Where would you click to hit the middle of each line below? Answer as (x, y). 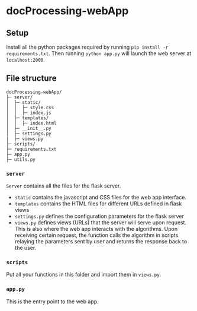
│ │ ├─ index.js (29, 113)
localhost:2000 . (26, 60)
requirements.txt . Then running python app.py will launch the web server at (99, 53)
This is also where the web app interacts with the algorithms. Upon (96, 229)
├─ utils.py (21, 159)
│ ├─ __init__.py (29, 128)
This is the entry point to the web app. (52, 302)
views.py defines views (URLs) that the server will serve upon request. (101, 223)
